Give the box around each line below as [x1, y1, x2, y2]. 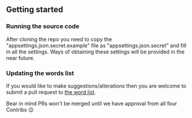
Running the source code [6, 22, 80, 31]
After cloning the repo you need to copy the [6, 35, 112, 43]
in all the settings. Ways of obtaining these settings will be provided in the [6, 48, 185, 55]
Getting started [6, 5, 64, 15]
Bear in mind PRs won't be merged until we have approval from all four [6, 100, 177, 107]
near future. [6, 54, 35, 61]
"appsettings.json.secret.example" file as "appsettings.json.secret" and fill [6, 42, 187, 49]
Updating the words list [6, 69, 75, 77]
